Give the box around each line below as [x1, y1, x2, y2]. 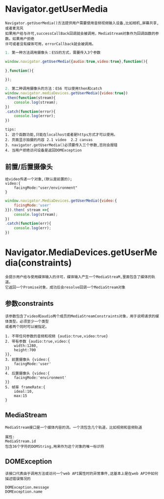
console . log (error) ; [14, 114, 56, 118]
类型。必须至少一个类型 [8, 319, 49, 324]
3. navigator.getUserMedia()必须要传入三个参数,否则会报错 [5, 143, 117, 148]
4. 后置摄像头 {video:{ [5, 371, 50, 376]
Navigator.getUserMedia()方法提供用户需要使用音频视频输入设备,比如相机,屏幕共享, [5, 21, 159, 26]
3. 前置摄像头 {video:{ [5, 357, 50, 362]
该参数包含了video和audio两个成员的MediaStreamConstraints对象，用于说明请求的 [5, 314, 156, 319]
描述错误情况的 [5, 476, 31, 481]
